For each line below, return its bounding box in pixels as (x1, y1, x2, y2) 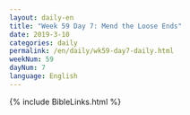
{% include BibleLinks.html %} (9, 96, 122, 107)
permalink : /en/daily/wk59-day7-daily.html (9, 47, 175, 56)
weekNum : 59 (9, 55, 54, 64)
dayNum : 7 (9, 64, 47, 73)
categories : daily (9, 38, 78, 48)
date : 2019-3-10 (9, 30, 70, 39)
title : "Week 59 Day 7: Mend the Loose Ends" (9, 22, 182, 31)
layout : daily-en (9, 13, 74, 22)
